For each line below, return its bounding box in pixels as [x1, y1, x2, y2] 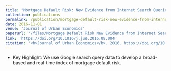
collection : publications [5, 12, 60, 17]
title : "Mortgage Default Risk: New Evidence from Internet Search [5, 7, 152, 13]
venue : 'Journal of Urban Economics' [5, 26, 85, 31]
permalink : [5, 17, 28, 22]
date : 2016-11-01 [5, 21, 42, 27]
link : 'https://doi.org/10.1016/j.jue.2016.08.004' [5, 36, 117, 41]
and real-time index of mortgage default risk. [27, 59, 121, 66]
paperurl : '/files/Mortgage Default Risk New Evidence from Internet [5, 31, 156, 36]
